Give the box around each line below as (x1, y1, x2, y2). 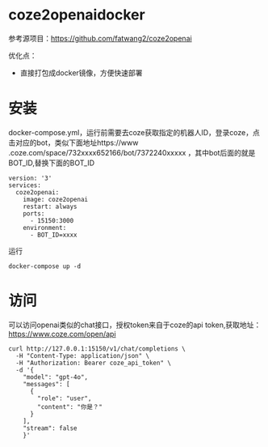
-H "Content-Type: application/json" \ (15, 351, 150, 360)
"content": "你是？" (37, 402, 103, 411)
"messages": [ (23, 380, 70, 388)
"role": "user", (37, 394, 92, 402)
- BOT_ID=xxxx (29, 231, 78, 239)
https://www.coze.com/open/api (8, 329, 116, 338)
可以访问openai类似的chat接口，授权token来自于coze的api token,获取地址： (8, 320, 262, 330)
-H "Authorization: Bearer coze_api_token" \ (15, 359, 172, 367)
